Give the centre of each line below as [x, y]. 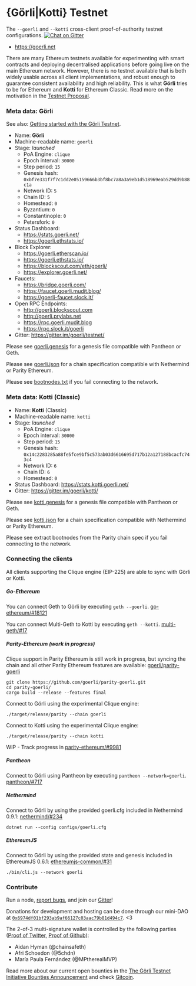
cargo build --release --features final [57, 693]
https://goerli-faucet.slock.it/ [58, 298]
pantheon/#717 [24, 782]
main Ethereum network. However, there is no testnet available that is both [96, 70]
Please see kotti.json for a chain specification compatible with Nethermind [96, 520]
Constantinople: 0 [45, 216]
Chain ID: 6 [36, 472]
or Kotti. [16, 578]
